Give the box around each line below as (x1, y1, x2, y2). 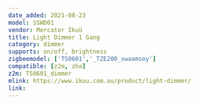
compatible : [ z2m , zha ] (8, 63, 87, 70)
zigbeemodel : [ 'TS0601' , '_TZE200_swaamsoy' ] (8, 56, 157, 63)
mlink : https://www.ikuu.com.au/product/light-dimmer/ (8, 77, 192, 84)
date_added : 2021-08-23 (8, 11, 87, 20)
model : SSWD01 (8, 19, 55, 27)
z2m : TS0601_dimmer (8, 70, 72, 77)
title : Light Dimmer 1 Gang (8, 33, 101, 41)
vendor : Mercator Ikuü (8, 26, 83, 34)
